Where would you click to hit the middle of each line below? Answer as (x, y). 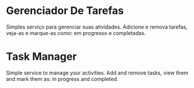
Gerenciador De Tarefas (65, 11)
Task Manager (41, 57)
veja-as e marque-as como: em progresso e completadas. (76, 33)
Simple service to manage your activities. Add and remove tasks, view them (97, 73)
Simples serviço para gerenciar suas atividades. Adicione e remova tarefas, (97, 27)
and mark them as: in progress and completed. (62, 79)
